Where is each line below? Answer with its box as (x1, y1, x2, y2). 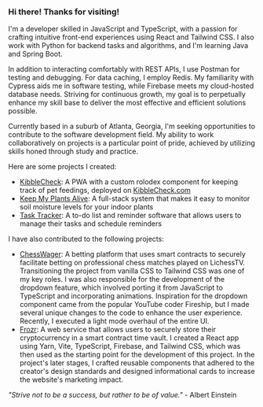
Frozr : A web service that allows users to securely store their (19, 325, 217, 335)
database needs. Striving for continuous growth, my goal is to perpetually (8, 90, 246, 99)
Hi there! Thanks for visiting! (8, 6, 120, 17)
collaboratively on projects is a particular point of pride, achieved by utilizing (8, 139, 255, 148)
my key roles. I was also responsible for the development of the (19, 275, 225, 284)
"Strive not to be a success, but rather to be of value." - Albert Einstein (8, 390, 237, 400)
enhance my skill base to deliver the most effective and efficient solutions (8, 98, 247, 108)
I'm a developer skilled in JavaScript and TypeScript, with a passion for (8, 24, 238, 34)
